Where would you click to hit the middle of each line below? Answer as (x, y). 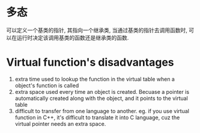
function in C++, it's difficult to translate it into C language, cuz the (97, 117)
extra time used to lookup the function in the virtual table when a (95, 79)
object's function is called (47, 85)
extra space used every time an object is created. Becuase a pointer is (102, 91)
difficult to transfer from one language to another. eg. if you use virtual (102, 111)
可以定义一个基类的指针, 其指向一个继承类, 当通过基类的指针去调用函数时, (97, 30)
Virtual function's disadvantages (90, 62)
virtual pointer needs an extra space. (60, 123)
